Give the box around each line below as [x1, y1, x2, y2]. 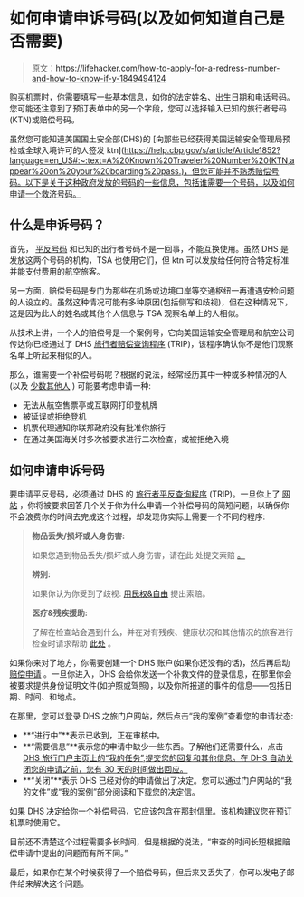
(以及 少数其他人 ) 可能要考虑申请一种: [9, 380, 152, 391]
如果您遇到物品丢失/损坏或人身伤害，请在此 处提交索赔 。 [31, 549, 246, 560]
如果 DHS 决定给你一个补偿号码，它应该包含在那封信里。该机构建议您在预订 [9, 805, 292, 816]
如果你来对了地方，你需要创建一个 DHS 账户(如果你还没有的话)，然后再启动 [9, 657, 290, 668]
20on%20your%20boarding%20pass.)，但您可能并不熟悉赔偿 [39, 165, 271, 177]
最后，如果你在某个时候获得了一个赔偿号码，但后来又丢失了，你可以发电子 [9, 866, 287, 877]
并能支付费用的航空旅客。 [9, 265, 105, 276]
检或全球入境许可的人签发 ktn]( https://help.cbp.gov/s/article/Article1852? [9, 144, 281, 155]
